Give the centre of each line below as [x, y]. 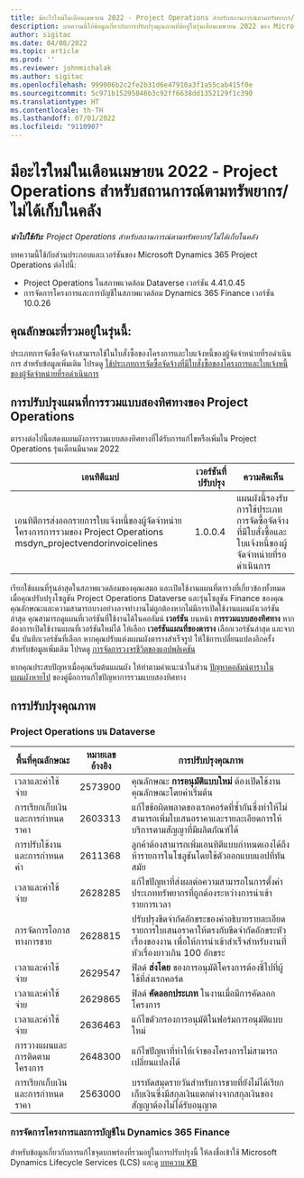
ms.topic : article [45, 51]
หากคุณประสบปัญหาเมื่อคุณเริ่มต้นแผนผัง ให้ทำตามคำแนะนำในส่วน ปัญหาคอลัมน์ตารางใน [142, 667]
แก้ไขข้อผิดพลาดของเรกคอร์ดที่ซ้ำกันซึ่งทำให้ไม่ [209, 807]
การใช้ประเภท [260, 509]
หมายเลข [101, 755]
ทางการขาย [33, 941]
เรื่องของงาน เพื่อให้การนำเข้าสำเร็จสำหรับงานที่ [209, 941]
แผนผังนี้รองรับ [262, 497]
